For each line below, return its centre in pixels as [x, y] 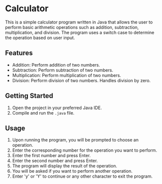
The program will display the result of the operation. [65, 166]
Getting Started [29, 96]
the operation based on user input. [40, 38]
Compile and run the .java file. [43, 113]
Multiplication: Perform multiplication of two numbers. [67, 75]
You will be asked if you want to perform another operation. [72, 171]
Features [19, 53]
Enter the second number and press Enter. [55, 161]
